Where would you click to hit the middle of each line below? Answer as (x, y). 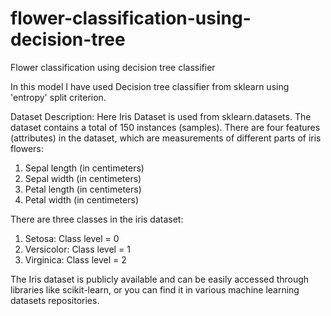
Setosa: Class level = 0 (72, 238)
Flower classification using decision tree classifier (113, 67)
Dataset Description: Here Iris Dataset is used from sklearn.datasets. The (161, 116)
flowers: (27, 148)
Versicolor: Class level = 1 (77, 249)
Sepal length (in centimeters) (84, 168)
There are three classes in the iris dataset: (97, 219)
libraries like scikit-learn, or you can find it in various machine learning (155, 289)
